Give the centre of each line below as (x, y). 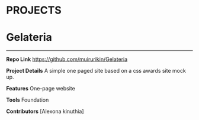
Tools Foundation (28, 100)
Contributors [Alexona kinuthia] (45, 111)
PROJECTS (34, 10)
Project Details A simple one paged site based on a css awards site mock (96, 71)
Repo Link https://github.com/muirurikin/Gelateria (67, 59)
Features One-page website (41, 89)
